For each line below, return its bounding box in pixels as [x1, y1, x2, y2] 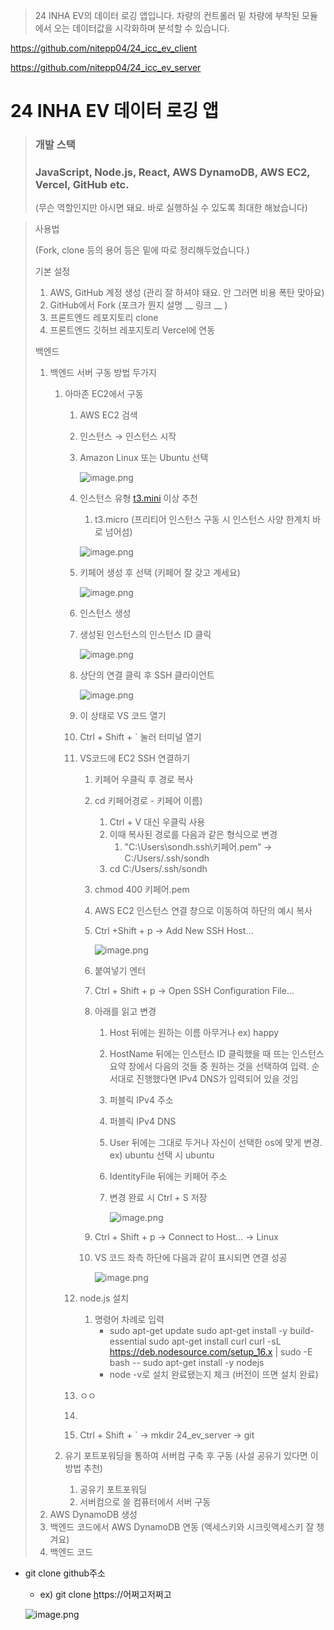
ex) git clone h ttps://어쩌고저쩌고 [39, 1589, 172, 1601]
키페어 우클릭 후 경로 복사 [94, 774, 194, 786]
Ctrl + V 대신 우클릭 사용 [109, 816, 206, 828]
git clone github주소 [24, 1567, 106, 1579]
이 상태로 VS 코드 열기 [79, 710, 167, 722]
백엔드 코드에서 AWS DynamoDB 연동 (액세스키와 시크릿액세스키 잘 [49, 1521, 315, 1533]
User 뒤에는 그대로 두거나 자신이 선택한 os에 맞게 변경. [109, 1137, 323, 1149]
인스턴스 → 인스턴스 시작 [79, 430, 177, 443]
